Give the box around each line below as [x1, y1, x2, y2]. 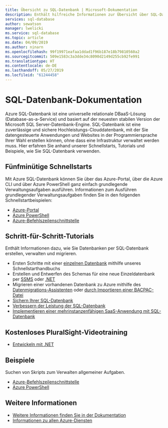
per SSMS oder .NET [12, 276, 55, 282]
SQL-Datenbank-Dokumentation [5, 94, 142, 106]
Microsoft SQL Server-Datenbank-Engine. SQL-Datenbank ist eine [5, 121, 141, 127]
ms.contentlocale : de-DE [5, 63, 57, 68]
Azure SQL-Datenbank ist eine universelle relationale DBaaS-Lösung [5, 111, 146, 117]
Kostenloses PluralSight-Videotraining [5, 328, 128, 336]
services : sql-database [5, 17, 55, 22]
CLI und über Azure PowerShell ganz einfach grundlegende [5, 181, 128, 187]
